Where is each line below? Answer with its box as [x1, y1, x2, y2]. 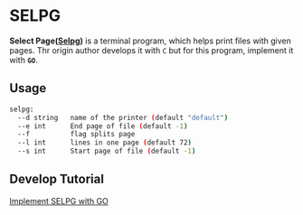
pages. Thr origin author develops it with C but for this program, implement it [9, 44, 294, 55]
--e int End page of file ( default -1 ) [17, 121, 188, 131]
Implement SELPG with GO [9, 195, 109, 206]
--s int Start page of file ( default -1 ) [17, 146, 196, 156]
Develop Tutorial [9, 172, 104, 187]
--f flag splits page [17, 130, 136, 139]
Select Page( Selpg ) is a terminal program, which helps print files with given [9, 35, 292, 46]
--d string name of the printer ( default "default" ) [17, 113, 229, 122]
